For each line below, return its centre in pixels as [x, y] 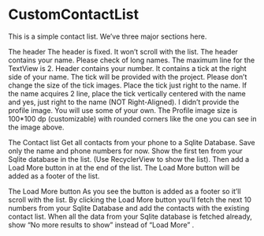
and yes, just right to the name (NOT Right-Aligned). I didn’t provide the [124, 102]
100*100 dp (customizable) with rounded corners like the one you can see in [132, 118]
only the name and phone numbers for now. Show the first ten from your [125, 151]
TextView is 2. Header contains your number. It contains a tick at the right [127, 68]
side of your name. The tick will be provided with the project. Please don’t [128, 77]
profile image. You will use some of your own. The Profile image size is [123, 110]
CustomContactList [74, 15]
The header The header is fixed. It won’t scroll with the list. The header [123, 51]
